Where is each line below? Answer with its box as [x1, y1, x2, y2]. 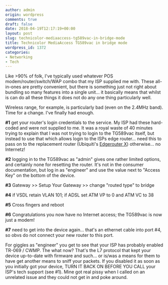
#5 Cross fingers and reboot [5, 202, 65, 208]
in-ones [5, 84, 22, 90]
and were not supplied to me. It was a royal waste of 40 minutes [19, 125, 153, 131]
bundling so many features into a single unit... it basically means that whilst [5, 89, 161, 95]
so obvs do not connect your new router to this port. [5, 232, 114, 238]
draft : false [5, 21, 33, 27]
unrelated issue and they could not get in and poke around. [5, 274, 128, 280]
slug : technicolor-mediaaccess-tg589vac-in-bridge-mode [5, 36, 125, 41]
